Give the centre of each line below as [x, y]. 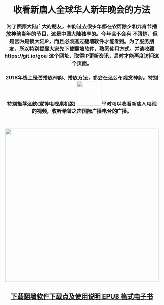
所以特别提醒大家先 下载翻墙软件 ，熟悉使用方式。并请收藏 [87, 49]
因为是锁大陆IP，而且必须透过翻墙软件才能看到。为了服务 [82, 41]
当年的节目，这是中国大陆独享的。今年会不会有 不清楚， [87, 34]
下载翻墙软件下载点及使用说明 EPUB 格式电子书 [82, 296]
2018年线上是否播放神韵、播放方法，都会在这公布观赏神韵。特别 [82, 78]
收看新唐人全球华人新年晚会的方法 [82, 10]
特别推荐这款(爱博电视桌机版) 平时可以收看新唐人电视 [82, 104]
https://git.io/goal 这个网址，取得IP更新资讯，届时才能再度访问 [79, 56]
